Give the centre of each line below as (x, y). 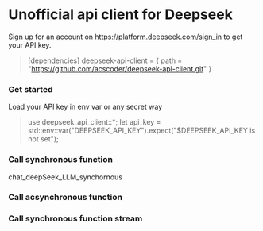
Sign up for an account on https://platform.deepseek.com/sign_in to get (126, 37)
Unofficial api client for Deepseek (120, 15)
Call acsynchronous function (66, 198)
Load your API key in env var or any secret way (85, 107)
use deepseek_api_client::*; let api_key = (94, 122)
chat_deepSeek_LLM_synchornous (66, 177)
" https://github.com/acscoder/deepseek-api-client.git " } (120, 68)
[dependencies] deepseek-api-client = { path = (105, 60)
